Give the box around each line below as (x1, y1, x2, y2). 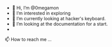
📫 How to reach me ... (5, 36, 52, 42)
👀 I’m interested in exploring (12, 10, 71, 16)
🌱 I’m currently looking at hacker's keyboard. (12, 16, 106, 21)
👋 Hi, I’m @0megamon (12, 5, 59, 11)
